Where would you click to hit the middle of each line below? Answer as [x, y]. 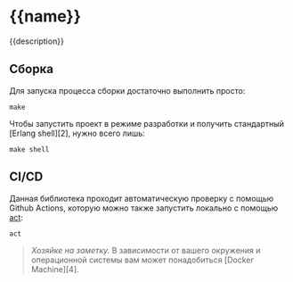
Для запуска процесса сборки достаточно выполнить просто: [127, 90]
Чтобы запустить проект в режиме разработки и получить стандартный [147, 123]
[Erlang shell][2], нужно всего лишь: [77, 133]
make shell [29, 149]
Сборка [31, 69]
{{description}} [37, 41]
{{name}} [45, 17]
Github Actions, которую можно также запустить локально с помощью [144, 208]
